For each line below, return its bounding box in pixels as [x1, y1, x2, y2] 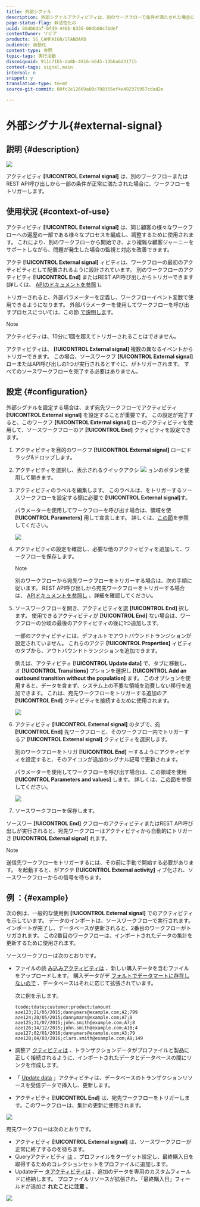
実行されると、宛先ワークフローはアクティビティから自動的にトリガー [21, 827, 193, 834]
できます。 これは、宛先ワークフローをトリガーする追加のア [20, 689, 168, 696]
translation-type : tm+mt [6, 81, 68, 87]
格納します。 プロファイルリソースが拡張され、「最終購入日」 [25, 1175, 175, 1183]
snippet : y [6, 75, 33, 81]
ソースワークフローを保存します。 [14, 807, 98, 814]
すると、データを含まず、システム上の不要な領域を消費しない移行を [20, 682, 186, 689]
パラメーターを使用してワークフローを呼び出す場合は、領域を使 [14, 506, 171, 514]
